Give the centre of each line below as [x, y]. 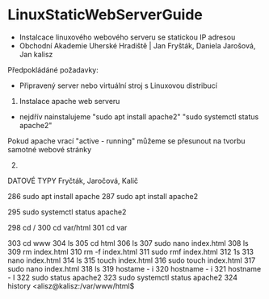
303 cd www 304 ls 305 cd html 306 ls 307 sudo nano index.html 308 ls [128, 243]
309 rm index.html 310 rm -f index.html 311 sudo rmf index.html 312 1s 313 [131, 251]
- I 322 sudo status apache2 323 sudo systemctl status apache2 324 [122, 277]
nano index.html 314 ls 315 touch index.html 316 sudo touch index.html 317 [132, 260]
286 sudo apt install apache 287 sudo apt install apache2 [103, 196]
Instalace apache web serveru [69, 101]
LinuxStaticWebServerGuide [105, 15]
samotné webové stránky [50, 149]
